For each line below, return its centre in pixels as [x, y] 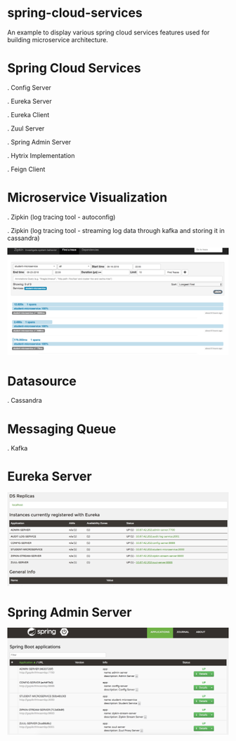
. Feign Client [26, 169]
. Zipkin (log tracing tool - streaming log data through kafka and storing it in [116, 230]
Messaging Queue [62, 429]
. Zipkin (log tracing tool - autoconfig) [61, 217]
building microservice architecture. [58, 39]
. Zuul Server [26, 128]
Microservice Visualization [87, 198]
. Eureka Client [28, 114]
